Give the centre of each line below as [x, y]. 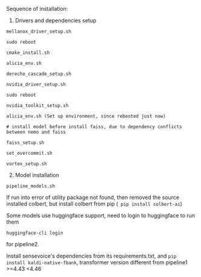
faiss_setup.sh [25, 143]
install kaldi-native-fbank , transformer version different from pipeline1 [97, 262]
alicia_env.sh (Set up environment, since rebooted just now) [86, 116]
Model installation [37, 175]
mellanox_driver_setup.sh [39, 31]
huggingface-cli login [35, 233]
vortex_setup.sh [27, 164]
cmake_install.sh [28, 53]
